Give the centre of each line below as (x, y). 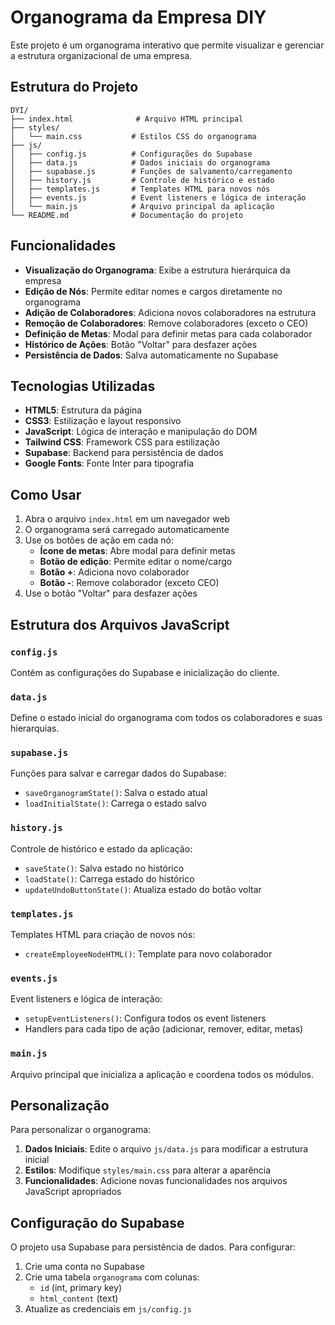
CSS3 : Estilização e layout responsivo (103, 421)
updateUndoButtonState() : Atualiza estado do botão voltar (143, 889)
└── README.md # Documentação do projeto (127, 215)
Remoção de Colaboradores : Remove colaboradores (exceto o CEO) (166, 323)
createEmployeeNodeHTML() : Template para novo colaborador (148, 954)
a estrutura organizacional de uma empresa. (101, 55)
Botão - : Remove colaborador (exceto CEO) (129, 583)
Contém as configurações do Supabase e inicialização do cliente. (145, 672)
